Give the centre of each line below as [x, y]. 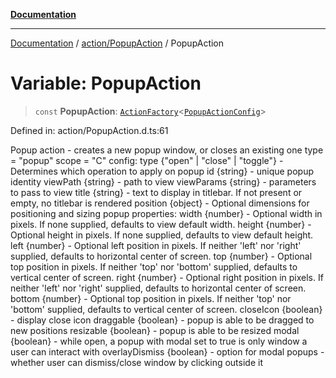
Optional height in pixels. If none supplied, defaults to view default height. [162, 235]
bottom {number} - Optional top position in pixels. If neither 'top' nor [151, 298]
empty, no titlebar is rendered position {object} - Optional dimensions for [160, 203]
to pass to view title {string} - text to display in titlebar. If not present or [156, 192]
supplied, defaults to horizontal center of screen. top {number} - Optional [161, 256]
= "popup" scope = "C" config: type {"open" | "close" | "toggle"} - [147, 160]
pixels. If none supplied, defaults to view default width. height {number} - [161, 224]
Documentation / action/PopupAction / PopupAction [117, 43]
